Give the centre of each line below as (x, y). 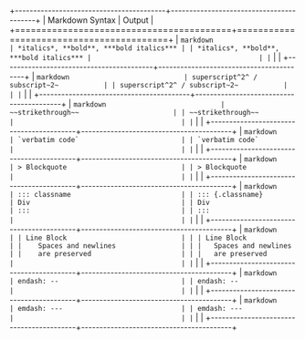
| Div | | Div (110, 202)
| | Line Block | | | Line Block (128, 238)
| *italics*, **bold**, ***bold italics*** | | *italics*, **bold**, (145, 48)
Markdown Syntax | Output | (100, 20)
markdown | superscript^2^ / (147, 77)
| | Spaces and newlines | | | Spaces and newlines (151, 246)
